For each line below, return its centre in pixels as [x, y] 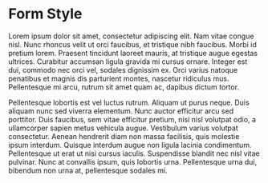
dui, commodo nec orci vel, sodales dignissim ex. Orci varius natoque [123, 70]
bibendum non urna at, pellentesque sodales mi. [88, 170]
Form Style [45, 14]
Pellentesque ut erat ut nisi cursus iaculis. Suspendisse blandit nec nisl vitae [134, 153]
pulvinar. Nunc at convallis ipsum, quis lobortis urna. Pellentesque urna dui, [133, 161]
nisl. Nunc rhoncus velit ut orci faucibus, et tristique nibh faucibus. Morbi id [132, 44]
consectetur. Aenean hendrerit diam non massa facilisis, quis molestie [124, 136]
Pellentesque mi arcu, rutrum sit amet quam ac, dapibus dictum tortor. [124, 87]
